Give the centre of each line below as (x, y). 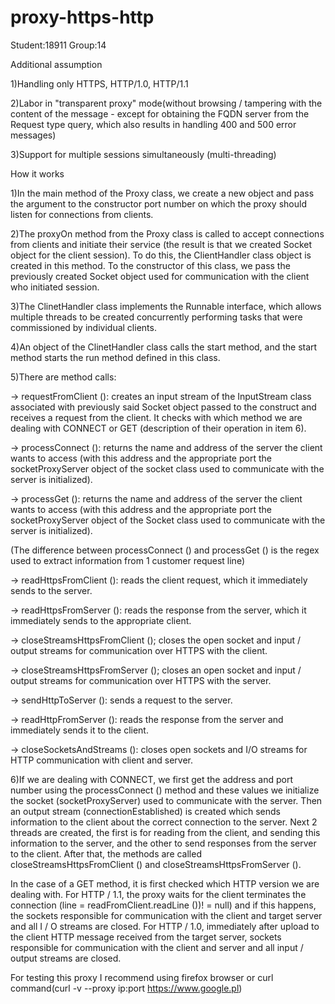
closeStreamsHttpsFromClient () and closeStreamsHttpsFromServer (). (156, 864)
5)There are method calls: (63, 377)
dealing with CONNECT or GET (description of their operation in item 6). (158, 428)
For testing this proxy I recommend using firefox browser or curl (142, 977)
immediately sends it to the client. (79, 730)
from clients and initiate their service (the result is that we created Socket (161, 244)
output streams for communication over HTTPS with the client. (139, 650)
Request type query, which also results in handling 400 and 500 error (153, 124)
